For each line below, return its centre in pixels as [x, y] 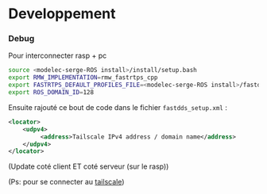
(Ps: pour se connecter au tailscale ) [66, 182]
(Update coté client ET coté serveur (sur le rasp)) [89, 166]
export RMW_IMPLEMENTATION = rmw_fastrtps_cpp [83, 78]
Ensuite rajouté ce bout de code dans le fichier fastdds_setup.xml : [118, 107]
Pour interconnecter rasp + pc [58, 55]
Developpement [62, 14]
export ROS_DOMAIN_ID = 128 [51, 93]
